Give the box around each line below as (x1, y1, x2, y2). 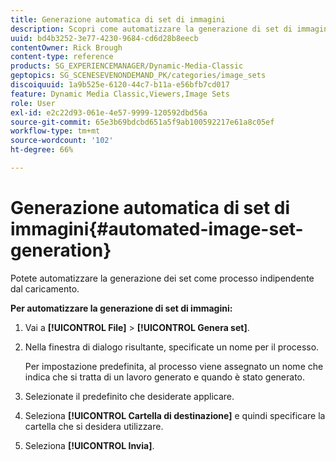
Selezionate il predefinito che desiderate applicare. (24, 390, 235, 402)
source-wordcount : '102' (10, 136, 114, 146)
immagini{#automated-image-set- (10, 218, 304, 241)
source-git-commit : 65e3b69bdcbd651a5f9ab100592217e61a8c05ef (10, 117, 275, 127)
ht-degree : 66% (10, 145, 74, 155)
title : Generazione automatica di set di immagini (10, 14, 226, 25)
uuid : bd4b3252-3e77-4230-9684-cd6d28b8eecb (10, 33, 199, 43)
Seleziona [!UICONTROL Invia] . (24, 439, 155, 451)
